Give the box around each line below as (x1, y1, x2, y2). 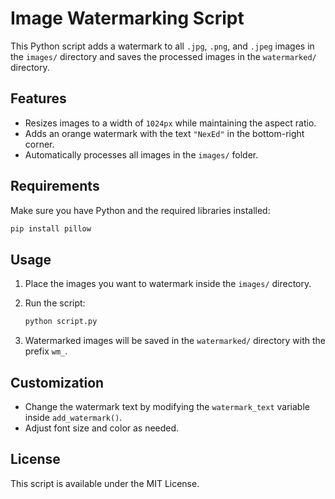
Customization (10, 374, 105, 391)
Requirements (10, 178, 100, 195)
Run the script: (24, 297, 86, 309)
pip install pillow (10, 223, 92, 234)
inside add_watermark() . (24, 411, 123, 423)
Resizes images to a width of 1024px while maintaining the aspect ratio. (24, 117, 317, 129)
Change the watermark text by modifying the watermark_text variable (24, 400, 310, 412)
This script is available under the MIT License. (10, 477, 200, 489)
